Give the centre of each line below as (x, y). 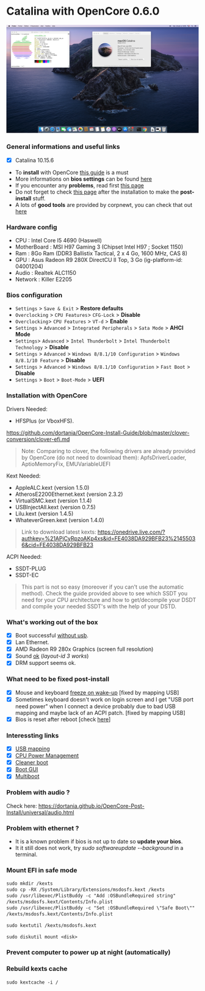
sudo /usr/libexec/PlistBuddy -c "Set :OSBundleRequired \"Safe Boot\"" (101, 908)
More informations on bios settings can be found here (84, 179)
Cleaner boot (32, 763)
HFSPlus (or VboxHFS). (45, 421)
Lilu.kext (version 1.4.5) (44, 514)
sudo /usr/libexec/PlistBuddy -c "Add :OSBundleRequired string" (91, 896)
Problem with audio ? (38, 793)
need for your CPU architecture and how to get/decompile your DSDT (109, 600)
